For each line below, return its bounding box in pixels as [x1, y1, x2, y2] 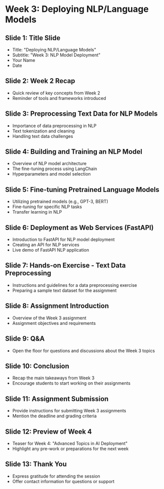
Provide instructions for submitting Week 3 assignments [12, 408, 126, 414]
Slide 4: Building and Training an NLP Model [5, 147, 142, 156]
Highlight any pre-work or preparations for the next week [12, 445, 129, 451]
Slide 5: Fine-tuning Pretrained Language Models [5, 185, 160, 194]
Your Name [12, 57, 36, 63]
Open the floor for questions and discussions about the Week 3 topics [12, 348, 155, 354]
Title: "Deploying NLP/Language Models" [12, 47, 96, 52]
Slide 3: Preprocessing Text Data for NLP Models [5, 110, 158, 118]
